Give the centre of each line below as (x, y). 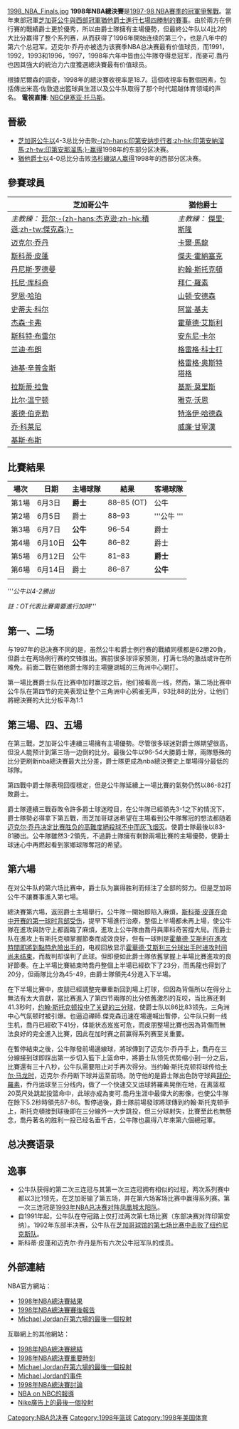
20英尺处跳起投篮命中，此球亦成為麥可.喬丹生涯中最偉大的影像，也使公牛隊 (118, 1093)
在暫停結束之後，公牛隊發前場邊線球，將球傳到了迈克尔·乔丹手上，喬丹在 (115, 1048)
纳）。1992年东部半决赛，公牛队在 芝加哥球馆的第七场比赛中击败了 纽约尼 (123, 1225)
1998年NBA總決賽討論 (50, 1384)
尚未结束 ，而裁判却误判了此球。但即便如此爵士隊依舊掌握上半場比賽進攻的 (116, 956)
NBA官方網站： (30, 1286)
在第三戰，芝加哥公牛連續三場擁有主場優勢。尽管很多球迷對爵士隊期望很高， (119, 744)
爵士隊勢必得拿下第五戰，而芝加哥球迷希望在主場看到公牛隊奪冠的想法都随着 (119, 818)
